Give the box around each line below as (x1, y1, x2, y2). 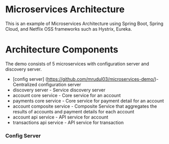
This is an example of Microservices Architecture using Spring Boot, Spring (5, 20, 163, 27)
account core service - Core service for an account (12, 92, 121, 98)
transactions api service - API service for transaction (12, 119, 124, 126)
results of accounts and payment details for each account (12, 108, 134, 114)
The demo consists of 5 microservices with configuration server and (5, 60, 150, 67)
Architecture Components (5, 44, 118, 56)
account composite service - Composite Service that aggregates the (12, 103, 157, 109)
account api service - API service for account (12, 114, 109, 120)
